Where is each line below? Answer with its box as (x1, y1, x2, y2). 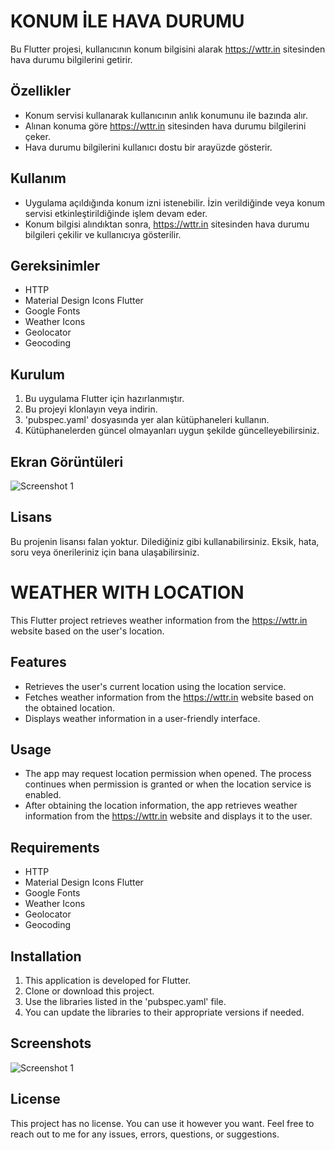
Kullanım (10, 170, 67, 187)
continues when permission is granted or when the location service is (24, 778, 312, 790)
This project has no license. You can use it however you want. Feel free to (10, 1117, 315, 1129)
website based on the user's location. (10, 625, 165, 637)
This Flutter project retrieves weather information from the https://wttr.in (10, 614, 308, 626)
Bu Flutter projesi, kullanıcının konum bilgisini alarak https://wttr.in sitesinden (10, 43, 326, 55)
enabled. (24, 789, 62, 801)
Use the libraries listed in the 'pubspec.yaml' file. (24, 996, 227, 1007)
